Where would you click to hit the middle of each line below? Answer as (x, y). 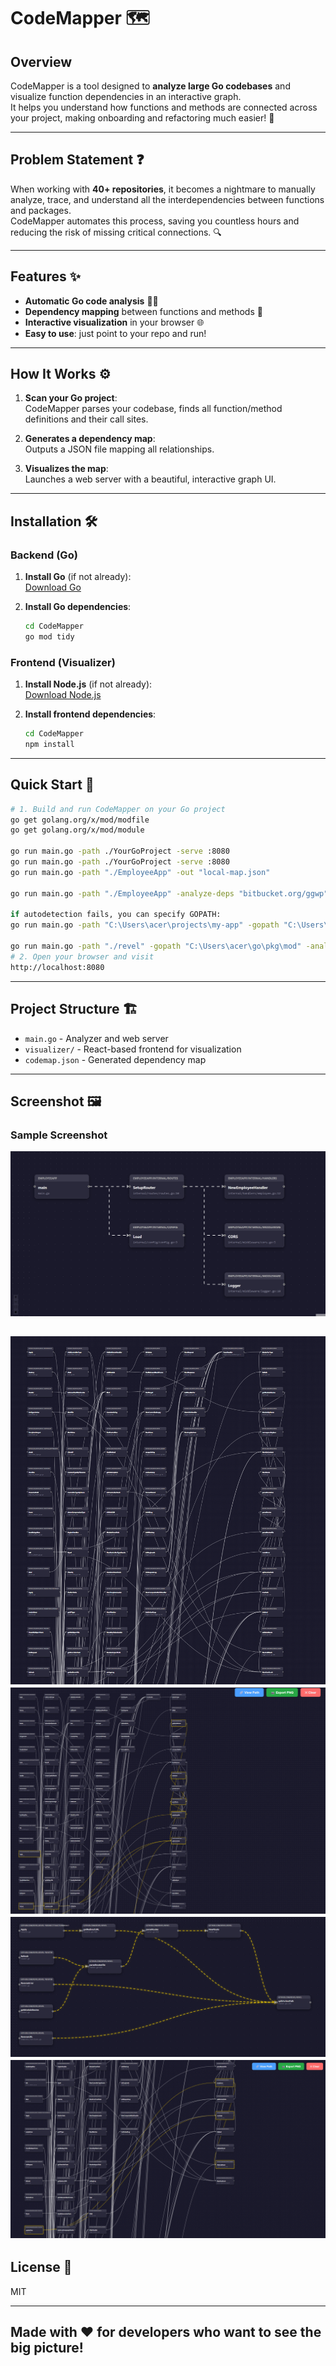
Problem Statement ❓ (77, 160)
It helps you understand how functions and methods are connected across (164, 107)
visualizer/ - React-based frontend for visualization (133, 1049)
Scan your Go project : (71, 398)
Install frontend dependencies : (90, 714)
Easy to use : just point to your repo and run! (115, 333)
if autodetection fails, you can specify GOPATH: (116, 915)
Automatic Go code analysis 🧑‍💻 (91, 301)
